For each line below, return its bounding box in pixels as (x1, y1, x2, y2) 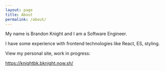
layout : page (5, 7, 33, 13)
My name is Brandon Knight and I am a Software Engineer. (5, 31, 127, 37)
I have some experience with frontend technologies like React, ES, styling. (5, 41, 160, 47)
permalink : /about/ (5, 17, 47, 22)
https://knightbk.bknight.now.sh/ (5, 60, 74, 66)
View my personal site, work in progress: (5, 50, 90, 56)
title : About (5, 12, 33, 17)
